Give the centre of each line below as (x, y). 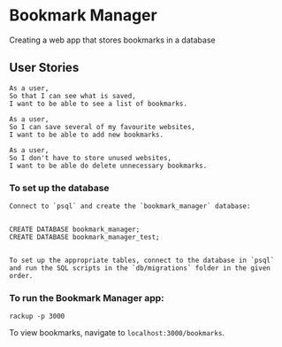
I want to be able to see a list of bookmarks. (99, 104)
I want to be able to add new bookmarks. (87, 135)
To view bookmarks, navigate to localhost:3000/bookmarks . (117, 333)
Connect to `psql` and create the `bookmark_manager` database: (130, 206)
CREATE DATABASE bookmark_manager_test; (85, 237)
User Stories (44, 68)
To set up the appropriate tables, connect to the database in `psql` (142, 261)
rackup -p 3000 (37, 316)
